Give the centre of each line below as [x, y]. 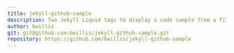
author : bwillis [31, 26]
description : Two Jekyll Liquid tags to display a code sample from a [112, 20]
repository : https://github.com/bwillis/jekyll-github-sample [99, 39]
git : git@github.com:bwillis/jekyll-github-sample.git [88, 33]
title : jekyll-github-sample [49, 13]
